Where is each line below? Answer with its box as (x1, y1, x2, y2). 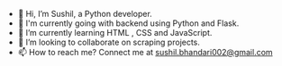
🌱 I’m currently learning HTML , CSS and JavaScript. (17, 28, 213, 37)
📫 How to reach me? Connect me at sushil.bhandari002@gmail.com (17, 47, 273, 57)
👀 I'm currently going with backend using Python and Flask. (17, 18, 240, 29)
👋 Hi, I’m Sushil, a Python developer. (17, 9, 153, 19)
